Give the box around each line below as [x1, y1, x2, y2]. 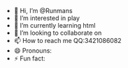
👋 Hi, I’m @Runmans [13, 7, 73, 15]
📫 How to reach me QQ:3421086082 [13, 37, 122, 44]
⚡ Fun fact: [13, 54, 45, 62]
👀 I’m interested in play [13, 14, 80, 22]
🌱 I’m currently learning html [13, 22, 96, 29]
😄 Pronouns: [13, 46, 52, 55]
